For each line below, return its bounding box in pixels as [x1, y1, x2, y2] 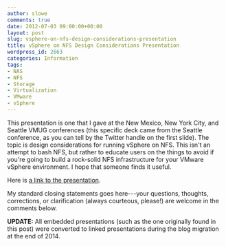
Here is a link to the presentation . [7, 176, 101, 184]
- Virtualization [7, 87, 57, 94]
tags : [7, 61, 23, 68]
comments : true [7, 17, 51, 23]
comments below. [7, 204, 57, 212]
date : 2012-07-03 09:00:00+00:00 [7, 23, 103, 30]
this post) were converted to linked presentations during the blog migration [7, 225, 220, 233]
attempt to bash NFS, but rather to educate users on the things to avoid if [7, 147, 214, 156]
